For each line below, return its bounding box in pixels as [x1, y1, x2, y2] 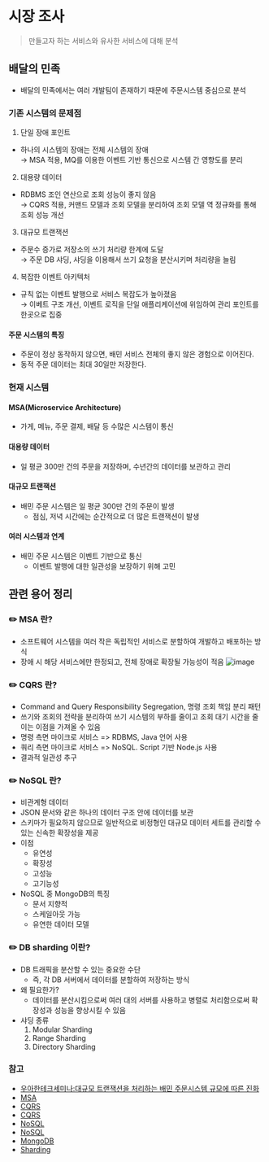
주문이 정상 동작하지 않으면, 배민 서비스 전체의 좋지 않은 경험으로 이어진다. [20, 349, 254, 359]
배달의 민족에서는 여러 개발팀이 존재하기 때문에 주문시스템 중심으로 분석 [20, 85, 246, 94]
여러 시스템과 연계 [8, 531, 65, 541]
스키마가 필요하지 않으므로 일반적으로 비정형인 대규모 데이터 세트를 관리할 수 [20, 818, 262, 828]
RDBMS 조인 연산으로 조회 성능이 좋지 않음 [20, 190, 157, 199]
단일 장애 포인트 [20, 128, 71, 138]
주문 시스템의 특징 [8, 330, 65, 339]
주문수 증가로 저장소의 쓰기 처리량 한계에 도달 [20, 245, 164, 255]
